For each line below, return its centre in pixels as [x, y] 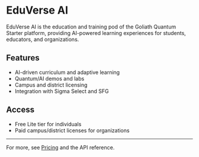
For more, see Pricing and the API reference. [60, 147]
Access [20, 110]
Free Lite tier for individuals [48, 124]
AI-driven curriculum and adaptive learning [67, 72]
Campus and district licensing [51, 85]
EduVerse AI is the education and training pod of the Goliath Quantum [91, 27]
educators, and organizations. [43, 39]
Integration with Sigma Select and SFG [62, 91]
